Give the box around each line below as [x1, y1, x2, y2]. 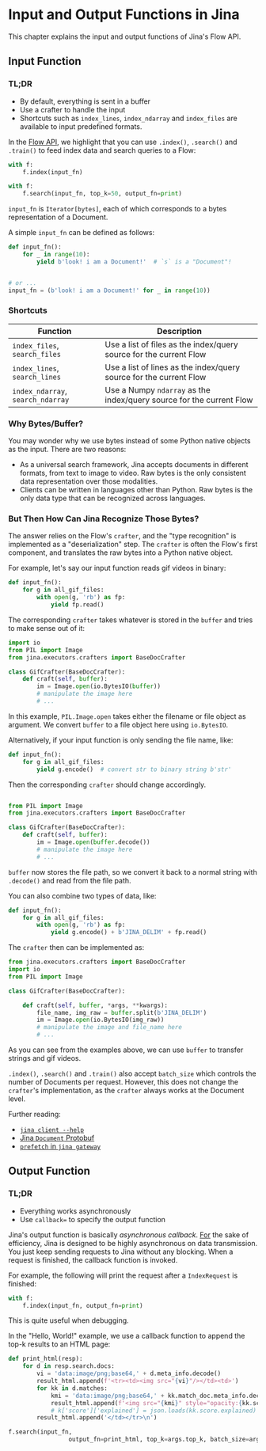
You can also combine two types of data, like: [8, 891, 157, 900]
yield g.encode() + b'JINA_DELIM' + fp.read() [50, 929, 207, 936]
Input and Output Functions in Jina [8, 6, 240, 24]
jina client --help [19, 1126, 85, 1134]
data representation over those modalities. [19, 477, 158, 486]
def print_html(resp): [8, 1355, 83, 1363]
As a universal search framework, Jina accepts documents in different [19, 460, 249, 469]
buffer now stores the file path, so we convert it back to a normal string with [8, 867, 257, 876]
